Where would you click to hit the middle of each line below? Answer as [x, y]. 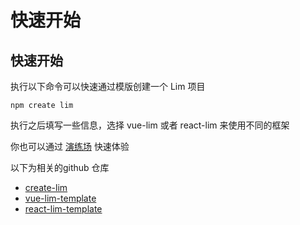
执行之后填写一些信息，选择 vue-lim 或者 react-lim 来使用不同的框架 [150, 125]
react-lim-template [63, 209]
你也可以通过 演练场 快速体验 [70, 146]
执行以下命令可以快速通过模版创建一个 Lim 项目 [108, 86]
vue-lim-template [60, 198]
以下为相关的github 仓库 [60, 167]
